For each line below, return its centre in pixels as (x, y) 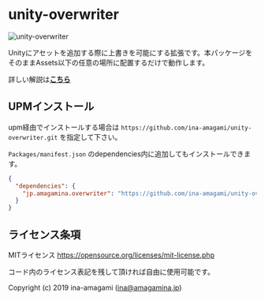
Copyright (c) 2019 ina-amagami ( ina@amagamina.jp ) (95, 287)
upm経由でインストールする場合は (64, 127)
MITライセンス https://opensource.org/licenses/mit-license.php (112, 255)
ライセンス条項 (45, 234)
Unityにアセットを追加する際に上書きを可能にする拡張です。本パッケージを (130, 52)
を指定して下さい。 (91, 137)
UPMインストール (51, 107)
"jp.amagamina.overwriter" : (68, 193)
